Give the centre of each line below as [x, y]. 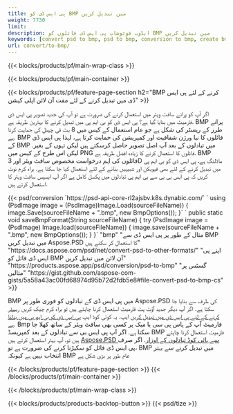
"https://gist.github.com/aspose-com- [82, 273]
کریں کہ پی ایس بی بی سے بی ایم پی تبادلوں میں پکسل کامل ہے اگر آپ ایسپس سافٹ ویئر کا [108, 176]
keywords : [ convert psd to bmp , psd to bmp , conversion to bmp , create [113, 39]
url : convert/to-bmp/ [39, 46]
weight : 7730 [27, 20]
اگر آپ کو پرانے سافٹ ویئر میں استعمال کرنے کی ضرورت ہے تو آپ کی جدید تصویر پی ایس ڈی [109, 114]
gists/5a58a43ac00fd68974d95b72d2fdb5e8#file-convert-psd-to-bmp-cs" [116, 280]
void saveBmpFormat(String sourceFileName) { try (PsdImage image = [108, 220]
